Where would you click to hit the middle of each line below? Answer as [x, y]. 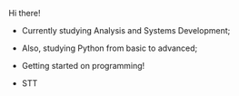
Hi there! [25, 13]
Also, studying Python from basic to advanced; [110, 48]
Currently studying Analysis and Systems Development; [126, 30]
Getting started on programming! [83, 66]
